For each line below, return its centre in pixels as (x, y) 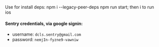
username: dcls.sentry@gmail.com (46, 34)
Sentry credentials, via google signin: (44, 23)
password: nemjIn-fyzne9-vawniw (45, 40)
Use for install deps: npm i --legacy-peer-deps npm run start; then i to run (79, 7)
